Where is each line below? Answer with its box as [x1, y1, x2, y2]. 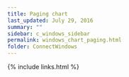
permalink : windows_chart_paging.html [7, 37, 122, 44]
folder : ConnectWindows [7, 43, 78, 50]
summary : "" [7, 23, 43, 30]
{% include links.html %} [7, 63, 79, 71]
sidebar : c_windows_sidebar [7, 30, 91, 37]
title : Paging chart [7, 10, 69, 18]
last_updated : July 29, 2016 [7, 17, 94, 24]
